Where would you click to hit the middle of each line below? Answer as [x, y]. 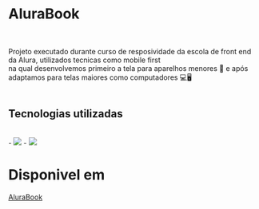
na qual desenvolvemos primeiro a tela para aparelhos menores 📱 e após [128, 68]
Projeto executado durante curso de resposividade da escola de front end [130, 51]
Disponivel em [57, 174]
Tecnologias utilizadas [66, 114]
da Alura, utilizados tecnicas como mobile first [85, 60]
